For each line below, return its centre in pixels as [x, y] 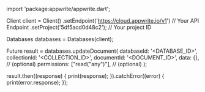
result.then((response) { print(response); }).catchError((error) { [85, 76]
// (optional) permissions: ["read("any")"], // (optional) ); [77, 64]
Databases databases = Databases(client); [60, 39]
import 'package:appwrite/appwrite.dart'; [58, 9]
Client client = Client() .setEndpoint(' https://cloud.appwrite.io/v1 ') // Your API [103, 21]
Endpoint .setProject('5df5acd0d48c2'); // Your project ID [79, 27]
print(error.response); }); [37, 82]
